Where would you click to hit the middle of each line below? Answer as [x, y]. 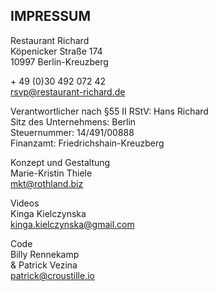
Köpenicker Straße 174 [56, 51]
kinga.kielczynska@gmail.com [72, 224]
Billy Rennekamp [45, 254]
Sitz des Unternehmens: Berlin [73, 121]
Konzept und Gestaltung [60, 162]
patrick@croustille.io [52, 275]
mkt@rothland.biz [47, 183]
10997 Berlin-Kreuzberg [59, 61]
